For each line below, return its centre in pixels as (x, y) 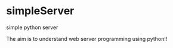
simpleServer (40, 11)
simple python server (32, 27)
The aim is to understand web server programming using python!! (87, 39)
